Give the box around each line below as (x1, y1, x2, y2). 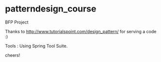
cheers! (5, 52, 20, 58)
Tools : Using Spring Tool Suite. (5, 43, 68, 49)
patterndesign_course (5, 3, 97, 14)
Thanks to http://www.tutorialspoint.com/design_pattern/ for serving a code (5, 28, 157, 34)
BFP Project (5, 19, 29, 25)
